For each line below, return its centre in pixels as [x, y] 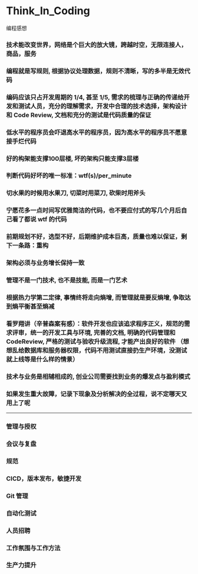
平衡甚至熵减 [36, 307]
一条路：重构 [30, 245]
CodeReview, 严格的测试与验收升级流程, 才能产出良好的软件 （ [95, 341]
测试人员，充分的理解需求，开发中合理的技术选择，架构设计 [103, 106]
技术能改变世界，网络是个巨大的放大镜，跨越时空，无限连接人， [97, 44]
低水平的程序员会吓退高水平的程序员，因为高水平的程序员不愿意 [97, 132]
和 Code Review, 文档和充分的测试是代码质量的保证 [79, 115]
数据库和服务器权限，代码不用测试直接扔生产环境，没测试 [106, 350]
